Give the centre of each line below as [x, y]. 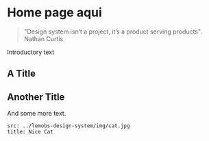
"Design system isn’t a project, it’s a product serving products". [113, 31]
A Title [22, 74]
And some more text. [37, 114]
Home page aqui [55, 13]
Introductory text [31, 52]
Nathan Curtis [44, 38]
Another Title [36, 97]
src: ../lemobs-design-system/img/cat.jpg [69, 126]
